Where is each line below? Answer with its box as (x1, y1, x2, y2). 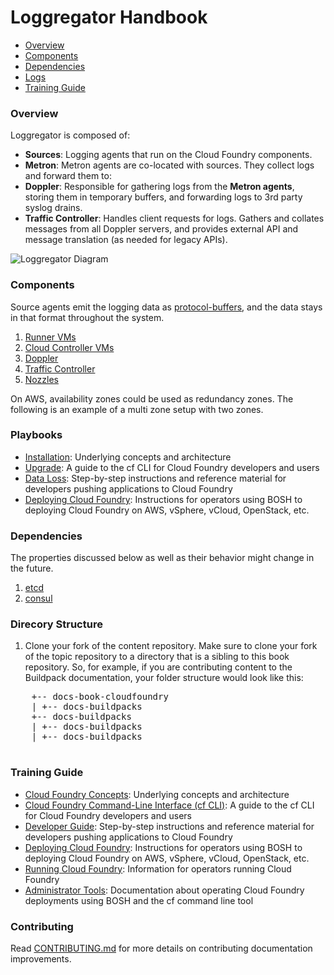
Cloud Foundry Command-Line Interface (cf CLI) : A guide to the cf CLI (24, 799, 315, 811)
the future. (10, 562, 54, 575)
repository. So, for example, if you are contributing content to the (24, 661, 293, 673)
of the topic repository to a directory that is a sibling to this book (24, 651, 290, 663)
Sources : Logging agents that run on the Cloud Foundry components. (24, 149, 313, 161)
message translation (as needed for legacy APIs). (24, 234, 228, 246)
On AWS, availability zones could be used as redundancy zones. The (10, 392, 294, 405)
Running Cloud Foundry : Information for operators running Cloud (24, 862, 292, 875)
